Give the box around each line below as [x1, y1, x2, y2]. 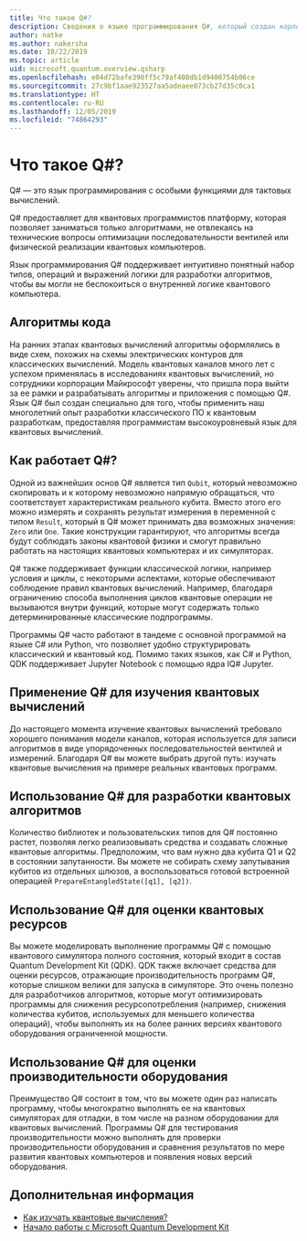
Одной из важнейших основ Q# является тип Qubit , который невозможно [9, 477, 298, 488]
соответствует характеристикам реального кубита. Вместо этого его [9, 496, 281, 507]
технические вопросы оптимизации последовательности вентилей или [9, 232, 290, 243]
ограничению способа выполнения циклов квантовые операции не [9, 591, 273, 603]
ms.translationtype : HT [9, 90, 101, 99]
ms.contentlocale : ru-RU [9, 98, 104, 108]
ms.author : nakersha [9, 38, 89, 48]
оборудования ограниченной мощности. [9, 1028, 169, 1039]
